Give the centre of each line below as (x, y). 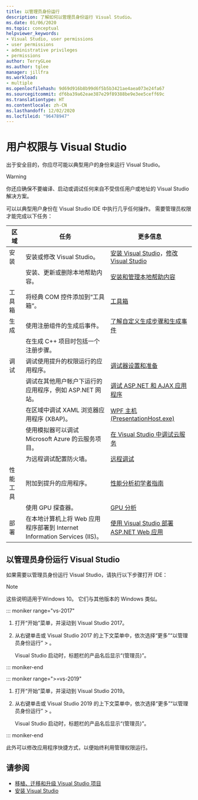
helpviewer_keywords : (33, 34)
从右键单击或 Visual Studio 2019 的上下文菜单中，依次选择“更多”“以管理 (101, 704)
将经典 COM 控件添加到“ (59, 297)
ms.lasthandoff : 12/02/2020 (41, 111)
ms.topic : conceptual (33, 28)
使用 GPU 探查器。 (51, 508)
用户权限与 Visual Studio (67, 147)
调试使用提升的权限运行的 (61, 362)
